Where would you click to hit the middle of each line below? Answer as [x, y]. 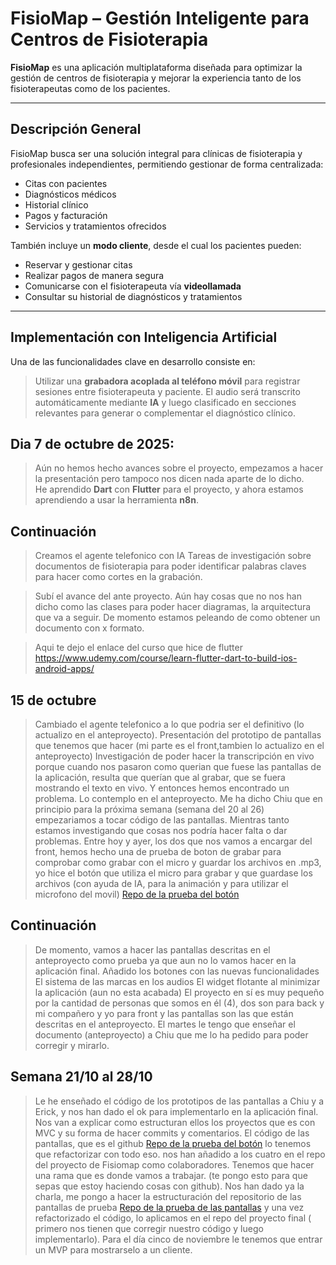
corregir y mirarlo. [72, 1045]
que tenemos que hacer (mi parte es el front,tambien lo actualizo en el [179, 745]
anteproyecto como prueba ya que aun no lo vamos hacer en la [165, 960]
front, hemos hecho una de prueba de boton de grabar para [158, 851]
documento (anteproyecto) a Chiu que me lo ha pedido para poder [171, 1034]
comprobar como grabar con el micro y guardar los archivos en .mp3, [178, 862]
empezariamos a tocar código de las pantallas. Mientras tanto [162, 820]
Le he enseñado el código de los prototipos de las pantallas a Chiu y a [179, 1101]
